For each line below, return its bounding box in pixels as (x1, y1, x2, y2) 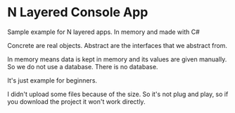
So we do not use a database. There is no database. (7, 62, 158, 71)
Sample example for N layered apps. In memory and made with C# (7, 28, 201, 36)
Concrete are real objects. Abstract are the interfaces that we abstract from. (7, 41, 227, 49)
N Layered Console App (7, 4, 148, 20)
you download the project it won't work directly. (7, 97, 146, 106)
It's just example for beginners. (7, 76, 97, 85)
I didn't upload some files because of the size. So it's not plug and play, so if (7, 90, 229, 98)
